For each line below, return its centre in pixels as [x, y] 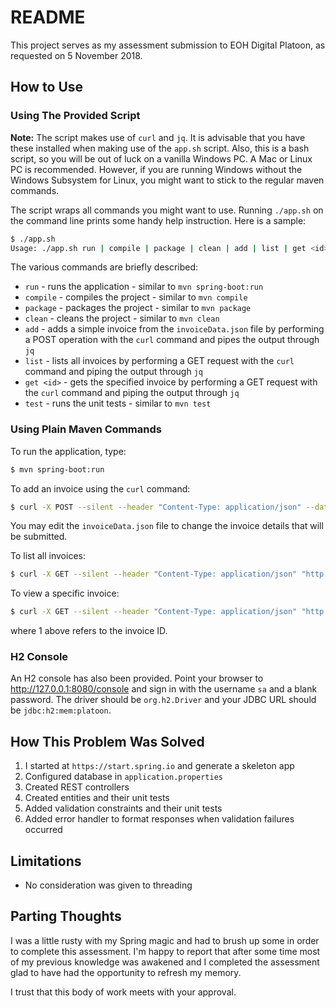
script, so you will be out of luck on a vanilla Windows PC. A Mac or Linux [161, 158]
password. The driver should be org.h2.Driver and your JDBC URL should [163, 700]
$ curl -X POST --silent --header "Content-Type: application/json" [156, 507]
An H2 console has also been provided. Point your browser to [137, 678]
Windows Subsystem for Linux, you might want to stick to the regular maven [167, 180]
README [48, 17]
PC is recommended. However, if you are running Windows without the [156, 169]
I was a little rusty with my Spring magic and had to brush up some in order [165, 940]
